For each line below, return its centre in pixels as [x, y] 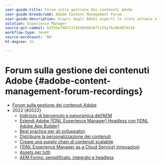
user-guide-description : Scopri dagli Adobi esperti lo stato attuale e [81, 19]
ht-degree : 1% [20, 42]
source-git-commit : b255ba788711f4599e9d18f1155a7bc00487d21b [70, 28]
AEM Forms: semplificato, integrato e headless [67, 157]
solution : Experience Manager [36, 23]
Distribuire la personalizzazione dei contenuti [65, 136]
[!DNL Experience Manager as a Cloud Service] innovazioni [80, 147]
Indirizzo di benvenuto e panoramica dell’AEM [66, 115]
